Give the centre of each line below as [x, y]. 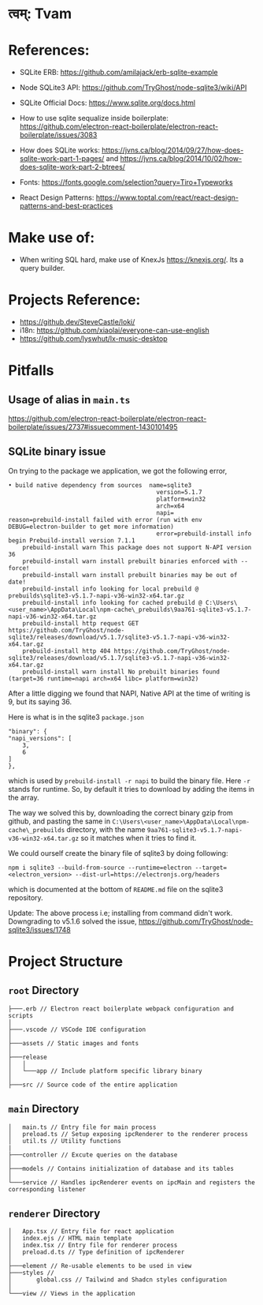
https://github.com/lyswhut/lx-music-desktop [93, 339]
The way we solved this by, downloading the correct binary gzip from [121, 812]
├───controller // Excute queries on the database [93, 1155]
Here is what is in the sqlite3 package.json [76, 717]
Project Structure [66, 962]
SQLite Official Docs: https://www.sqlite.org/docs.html [107, 103]
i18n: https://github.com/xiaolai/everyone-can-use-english [115, 330]
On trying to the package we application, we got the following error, [118, 471]
